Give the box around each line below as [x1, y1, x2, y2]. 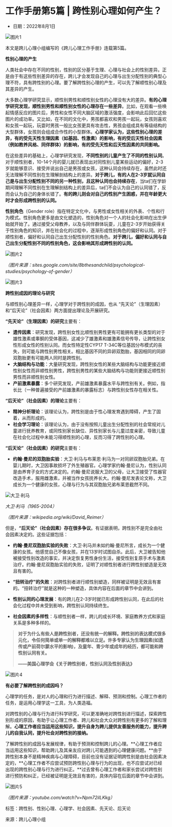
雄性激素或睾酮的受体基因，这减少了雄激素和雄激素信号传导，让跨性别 [12, 335, 161, 342]
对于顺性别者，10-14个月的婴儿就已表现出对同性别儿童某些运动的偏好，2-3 [5, 159, 164, 165]
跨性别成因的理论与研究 [5, 290, 55, 296]
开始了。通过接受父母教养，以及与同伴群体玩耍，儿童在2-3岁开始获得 [14, 221, 161, 227]
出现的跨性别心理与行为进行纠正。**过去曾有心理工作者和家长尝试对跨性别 [5, 766, 163, 772]
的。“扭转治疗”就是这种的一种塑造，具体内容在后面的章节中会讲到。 [12, 585, 156, 591]
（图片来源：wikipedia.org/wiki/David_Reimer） [5, 514, 106, 520]
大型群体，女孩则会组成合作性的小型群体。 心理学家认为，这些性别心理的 [5, 129, 158, 135]
